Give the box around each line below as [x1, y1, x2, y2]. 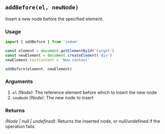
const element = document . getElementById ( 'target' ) [5, 48, 114, 53]
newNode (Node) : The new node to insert [12, 94, 94, 100]
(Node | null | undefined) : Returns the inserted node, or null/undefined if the [5, 118, 161, 124]
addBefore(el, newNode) [5, 4, 79, 11]
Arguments [5, 78, 33, 85]
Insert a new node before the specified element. [5, 16, 104, 22]
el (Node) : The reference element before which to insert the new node [12, 89, 158, 95]
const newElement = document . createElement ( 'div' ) [5, 53, 112, 58]
